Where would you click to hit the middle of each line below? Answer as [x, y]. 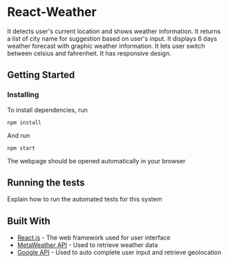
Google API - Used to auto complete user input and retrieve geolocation [119, 253]
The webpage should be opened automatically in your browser [96, 161]
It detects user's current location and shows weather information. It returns [114, 31]
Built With [29, 221]
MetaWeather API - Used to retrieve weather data [87, 245]
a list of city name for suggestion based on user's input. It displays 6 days [112, 38]
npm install [24, 123]
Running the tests [46, 183]
